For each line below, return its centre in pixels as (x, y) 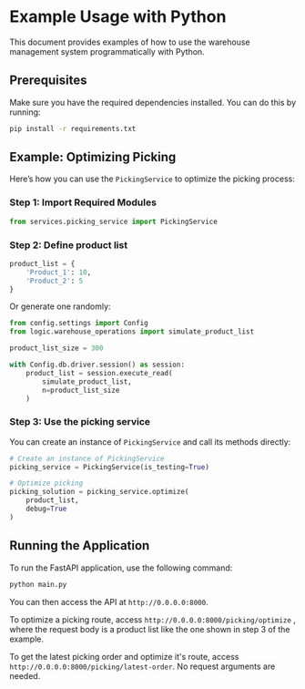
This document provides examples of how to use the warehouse (130, 42)
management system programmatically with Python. (107, 51)
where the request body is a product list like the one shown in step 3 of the (150, 629)
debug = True (46, 509)
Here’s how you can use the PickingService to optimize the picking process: (152, 179)
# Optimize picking (46, 483)
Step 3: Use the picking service (80, 422)
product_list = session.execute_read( (99, 373)
